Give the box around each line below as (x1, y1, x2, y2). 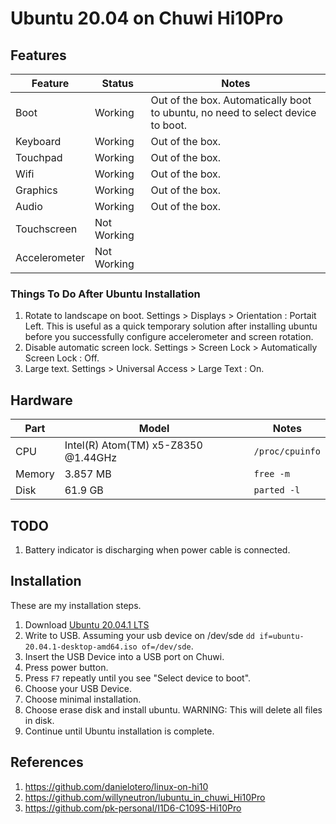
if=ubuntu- (259, 631, 305, 641)
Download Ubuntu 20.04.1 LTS (24, 618, 150, 631)
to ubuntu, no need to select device (150, 106, 317, 119)
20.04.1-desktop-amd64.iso (24, 642, 138, 652)
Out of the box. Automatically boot (150, 93, 312, 107)
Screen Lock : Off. (24, 352, 100, 364)
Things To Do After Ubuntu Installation (10, 287, 201, 301)
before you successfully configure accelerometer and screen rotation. (24, 331, 314, 343)
